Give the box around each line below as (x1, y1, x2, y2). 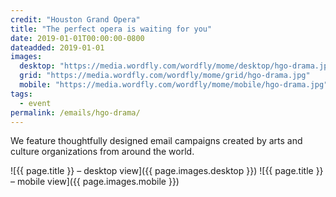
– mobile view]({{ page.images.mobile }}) (10, 176, 180, 188)
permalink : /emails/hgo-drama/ (10, 107, 141, 118)
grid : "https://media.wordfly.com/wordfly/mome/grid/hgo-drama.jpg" (19, 71, 311, 81)
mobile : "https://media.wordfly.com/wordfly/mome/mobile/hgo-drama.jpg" (19, 80, 329, 90)
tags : (10, 89, 33, 99)
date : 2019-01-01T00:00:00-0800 (10, 33, 145, 43)
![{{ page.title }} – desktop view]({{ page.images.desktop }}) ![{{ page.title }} (10, 165, 324, 177)
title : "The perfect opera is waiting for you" (10, 24, 213, 34)
